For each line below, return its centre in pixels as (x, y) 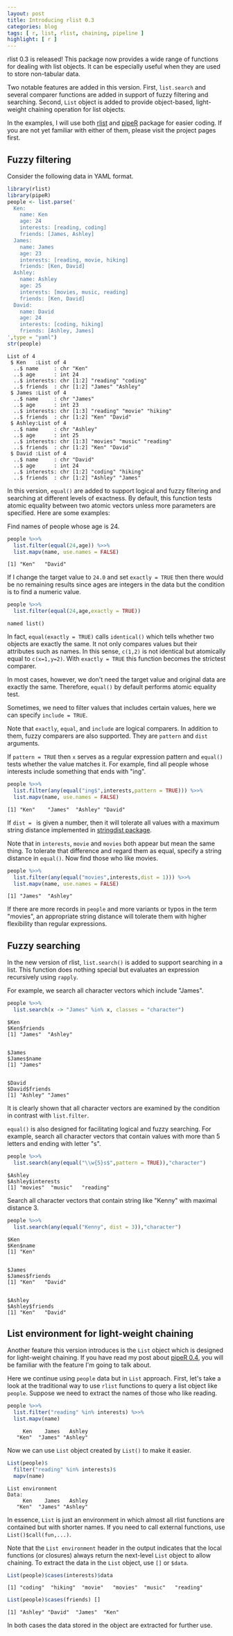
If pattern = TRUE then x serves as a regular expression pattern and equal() (115, 757)
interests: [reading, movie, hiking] (74, 260)
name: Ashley (38, 279)
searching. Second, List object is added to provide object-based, (101, 102)
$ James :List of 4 (38, 393)
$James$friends (29, 1276)
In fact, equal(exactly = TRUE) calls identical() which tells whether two (111, 636)
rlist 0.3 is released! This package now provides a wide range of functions (113, 59)
